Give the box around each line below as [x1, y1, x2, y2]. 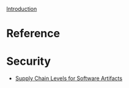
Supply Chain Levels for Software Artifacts [15, 75, 123, 82]
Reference [6, 27, 60, 40]
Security [6, 54, 51, 68]
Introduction [6, 5, 37, 12]
